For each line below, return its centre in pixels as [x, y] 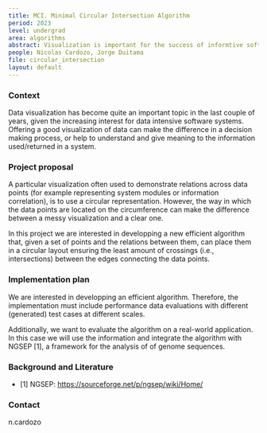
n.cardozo [25, 422]
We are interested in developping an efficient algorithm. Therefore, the [124, 297]
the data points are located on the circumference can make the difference [129, 210]
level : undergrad [37, 30]
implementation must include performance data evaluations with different [128, 305]
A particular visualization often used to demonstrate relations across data [128, 185]
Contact [24, 404]
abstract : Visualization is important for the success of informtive [126, 45]
